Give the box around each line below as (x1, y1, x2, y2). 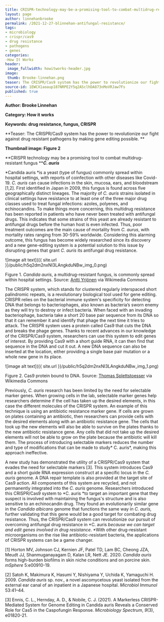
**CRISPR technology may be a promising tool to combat (5, 155, 121, 161)
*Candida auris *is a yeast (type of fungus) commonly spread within (5, 170, 143, 176)
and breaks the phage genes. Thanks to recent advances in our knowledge (5, 328, 156, 334)
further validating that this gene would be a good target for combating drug (5, 511, 156, 517)
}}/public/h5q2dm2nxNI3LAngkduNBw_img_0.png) (5, 262, 107, 268)
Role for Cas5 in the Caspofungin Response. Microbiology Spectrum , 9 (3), (5, 607, 155, 613)
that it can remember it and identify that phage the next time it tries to (5, 317, 145, 323)
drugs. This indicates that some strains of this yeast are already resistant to (5, 216, 157, 222)
